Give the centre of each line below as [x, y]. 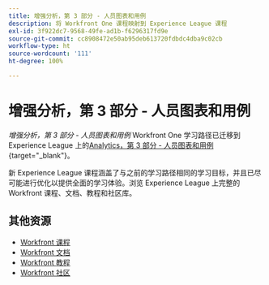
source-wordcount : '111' [50, 54]
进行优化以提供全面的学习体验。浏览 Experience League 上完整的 [131, 183]
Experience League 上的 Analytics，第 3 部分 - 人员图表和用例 [111, 145]
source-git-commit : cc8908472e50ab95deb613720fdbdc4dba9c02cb [115, 39]
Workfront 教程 [45, 262]
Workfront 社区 [45, 272]
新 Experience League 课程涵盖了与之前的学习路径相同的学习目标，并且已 [132, 172]
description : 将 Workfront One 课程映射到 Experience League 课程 [118, 24]
